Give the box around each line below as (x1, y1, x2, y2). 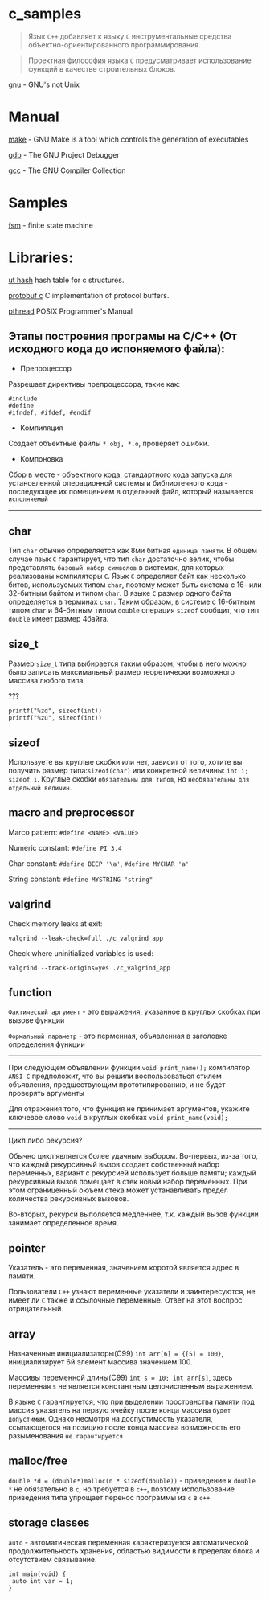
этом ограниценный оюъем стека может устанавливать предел (8, 1185, 229, 1195)
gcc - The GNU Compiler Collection (8, 166, 126, 175)
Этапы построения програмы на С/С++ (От (8, 330, 237, 343)
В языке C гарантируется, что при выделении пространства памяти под (8, 1397, 255, 1407)
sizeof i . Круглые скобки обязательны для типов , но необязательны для (8, 774, 250, 784)
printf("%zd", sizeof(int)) (8, 707, 103, 716)
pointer (8, 1241, 46, 1255)
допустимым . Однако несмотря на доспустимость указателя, (8, 1414, 213, 1424)
